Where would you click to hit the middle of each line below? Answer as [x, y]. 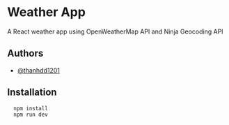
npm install [31, 108]
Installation [32, 93]
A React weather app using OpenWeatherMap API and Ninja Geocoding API [116, 31]
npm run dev [31, 115]
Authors [25, 53]
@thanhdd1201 [39, 70]
